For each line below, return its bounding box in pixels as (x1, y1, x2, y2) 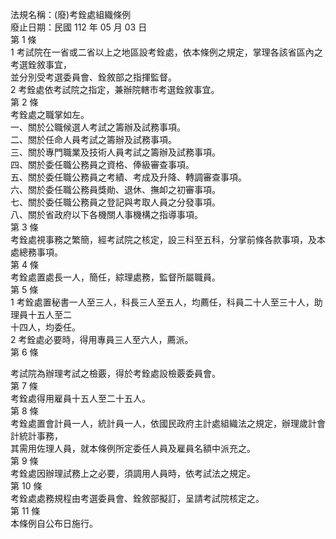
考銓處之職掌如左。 (10, 109, 90, 120)
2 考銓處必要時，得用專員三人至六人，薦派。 (10, 334, 194, 345)
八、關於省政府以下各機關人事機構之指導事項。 (10, 209, 203, 220)
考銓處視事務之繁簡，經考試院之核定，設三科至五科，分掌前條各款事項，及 (10, 234, 317, 245)
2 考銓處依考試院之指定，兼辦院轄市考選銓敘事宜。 (10, 84, 220, 95)
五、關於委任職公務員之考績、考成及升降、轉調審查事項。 (10, 171, 247, 183)
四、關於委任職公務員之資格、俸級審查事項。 (10, 159, 195, 170)
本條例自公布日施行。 (10, 518, 98, 529)
